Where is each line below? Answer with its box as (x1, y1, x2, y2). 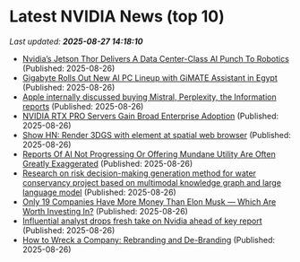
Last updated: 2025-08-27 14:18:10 (9, 36, 143, 47)
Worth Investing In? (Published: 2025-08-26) (21, 205, 188, 216)
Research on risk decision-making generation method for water (21, 168, 257, 179)
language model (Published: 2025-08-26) (21, 187, 176, 197)
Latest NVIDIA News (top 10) (9, 6, 226, 27)
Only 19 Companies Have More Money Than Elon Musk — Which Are (21, 196, 277, 207)
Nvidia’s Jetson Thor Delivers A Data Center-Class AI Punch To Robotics (21, 53, 289, 64)
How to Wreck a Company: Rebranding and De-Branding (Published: (21, 234, 276, 245)
